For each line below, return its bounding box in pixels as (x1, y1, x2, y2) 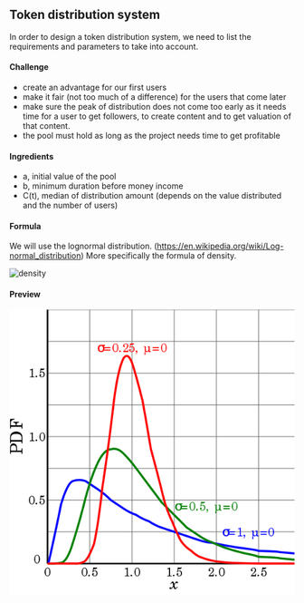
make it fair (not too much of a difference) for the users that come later (22, 92, 287, 102)
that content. (22, 121, 71, 131)
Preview (9, 289, 41, 300)
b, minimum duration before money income (22, 180, 184, 191)
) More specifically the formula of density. (81, 250, 237, 261)
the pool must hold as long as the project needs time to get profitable (22, 131, 280, 141)
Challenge (9, 62, 50, 73)
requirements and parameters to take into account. (9, 41, 199, 52)
